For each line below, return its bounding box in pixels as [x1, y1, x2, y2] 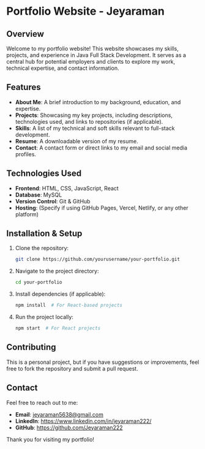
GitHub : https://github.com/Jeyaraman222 [15, 424, 124, 431]
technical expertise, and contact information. [6, 64, 119, 72]
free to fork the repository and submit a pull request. [6, 364, 139, 372]
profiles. [15, 150, 37, 157]
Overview [6, 29, 45, 39]
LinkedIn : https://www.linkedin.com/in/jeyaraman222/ [15, 417, 152, 424]
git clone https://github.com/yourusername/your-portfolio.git [15, 256, 181, 263]
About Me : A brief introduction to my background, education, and [15, 98, 181, 105]
